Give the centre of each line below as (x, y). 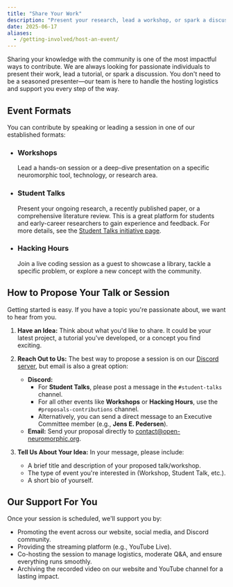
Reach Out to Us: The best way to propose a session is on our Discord (118, 358)
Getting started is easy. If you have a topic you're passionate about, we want (116, 309)
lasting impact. (38, 577)
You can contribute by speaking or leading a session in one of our (101, 127)
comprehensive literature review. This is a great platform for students (116, 215)
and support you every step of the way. (63, 89)
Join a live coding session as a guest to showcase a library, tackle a (114, 263)
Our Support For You (52, 502)
